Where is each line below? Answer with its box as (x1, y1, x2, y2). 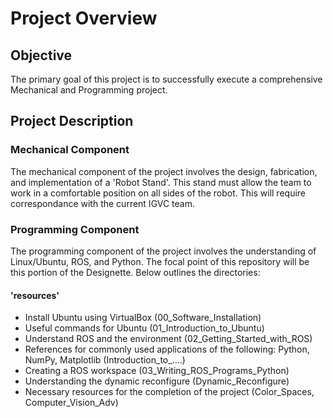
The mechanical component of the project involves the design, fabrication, (10, 165, 318, 177)
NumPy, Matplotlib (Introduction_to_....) (24, 354, 186, 366)
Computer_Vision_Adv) (24, 397, 119, 409)
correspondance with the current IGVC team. (10, 197, 196, 209)
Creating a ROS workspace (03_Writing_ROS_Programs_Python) (24, 365, 290, 377)
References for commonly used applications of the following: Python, (24, 343, 310, 356)
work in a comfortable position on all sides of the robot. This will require (10, 187, 307, 199)
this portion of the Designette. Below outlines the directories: (10, 266, 261, 278)
